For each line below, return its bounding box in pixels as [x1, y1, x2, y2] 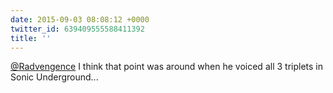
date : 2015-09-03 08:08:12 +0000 [10, 14, 150, 25]
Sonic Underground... [10, 71, 99, 83]
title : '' [10, 33, 52, 43]
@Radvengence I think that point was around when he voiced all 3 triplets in [10, 61, 323, 73]
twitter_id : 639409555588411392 [10, 24, 145, 34]
